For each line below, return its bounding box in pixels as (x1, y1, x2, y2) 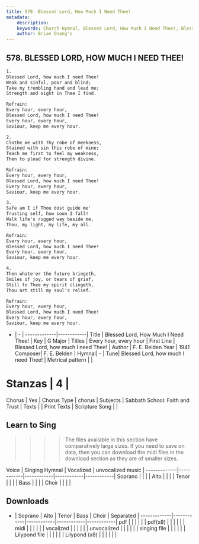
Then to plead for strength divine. (6, 156, 97, 162)
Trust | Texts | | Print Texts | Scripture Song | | (6, 403, 118, 410)
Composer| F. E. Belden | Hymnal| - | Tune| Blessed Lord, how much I (14, 350, 185, 357)
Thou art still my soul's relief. (6, 287, 92, 293)
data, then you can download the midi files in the (65, 448, 184, 456)
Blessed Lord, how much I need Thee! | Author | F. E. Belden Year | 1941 (14, 343, 190, 350)
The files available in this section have (65, 436, 158, 443)
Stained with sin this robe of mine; (6, 145, 99, 151)
